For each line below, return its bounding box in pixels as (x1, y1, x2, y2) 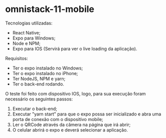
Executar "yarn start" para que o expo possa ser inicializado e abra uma (12, 111, 161, 117)
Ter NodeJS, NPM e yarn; (12, 75, 66, 81)
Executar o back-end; (12, 105, 58, 111)
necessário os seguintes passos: (5, 96, 73, 102)
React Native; (12, 29, 41, 35)
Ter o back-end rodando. (12, 81, 64, 87)
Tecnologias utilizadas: (5, 20, 53, 26)
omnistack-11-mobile (5, 3, 94, 15)
